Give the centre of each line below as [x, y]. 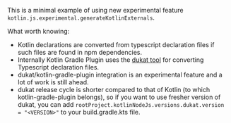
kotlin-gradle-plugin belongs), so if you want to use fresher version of [119, 97]
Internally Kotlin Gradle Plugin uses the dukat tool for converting [111, 60]
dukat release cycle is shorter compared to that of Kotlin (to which [114, 90]
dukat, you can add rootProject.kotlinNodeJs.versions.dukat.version [121, 104]
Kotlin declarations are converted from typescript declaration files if [116, 45]
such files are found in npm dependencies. [80, 52]
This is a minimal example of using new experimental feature [95, 10]
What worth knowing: [38, 31]
